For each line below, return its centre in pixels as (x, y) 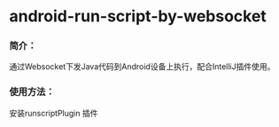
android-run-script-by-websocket (138, 16)
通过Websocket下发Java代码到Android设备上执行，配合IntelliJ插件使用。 (142, 67)
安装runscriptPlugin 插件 (54, 113)
